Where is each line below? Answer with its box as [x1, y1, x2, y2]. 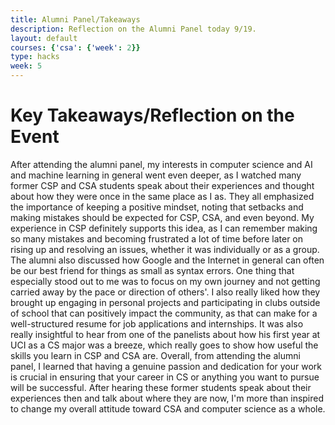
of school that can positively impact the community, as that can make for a [10, 307, 318, 319]
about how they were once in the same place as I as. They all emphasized [10, 190, 315, 202]
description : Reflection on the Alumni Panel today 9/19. [10, 24, 257, 34]
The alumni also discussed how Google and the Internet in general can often [10, 254, 325, 266]
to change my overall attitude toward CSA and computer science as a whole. [10, 402, 326, 415]
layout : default [10, 33, 78, 43]
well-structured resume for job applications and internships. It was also [10, 317, 304, 330]
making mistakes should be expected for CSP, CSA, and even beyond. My [10, 211, 315, 223]
